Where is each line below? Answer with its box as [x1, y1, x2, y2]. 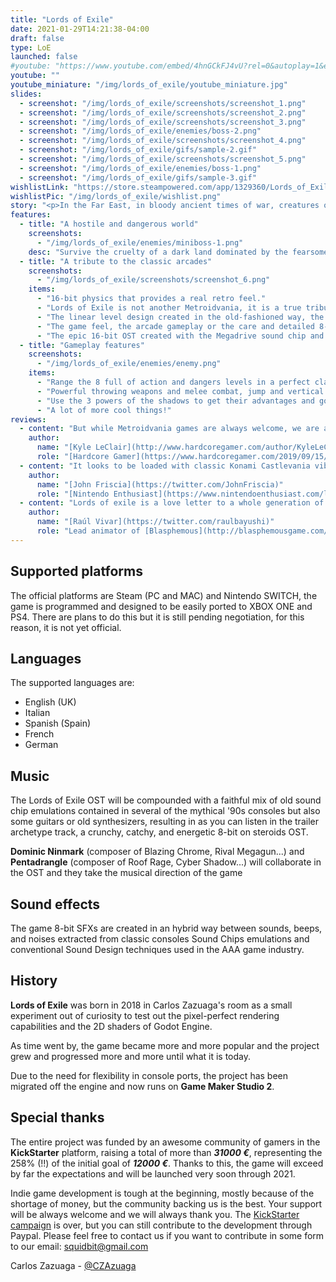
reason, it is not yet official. [10, 621, 122, 633]
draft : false [10, 33, 65, 43]
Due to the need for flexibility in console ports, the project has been [10, 1069, 289, 1081]
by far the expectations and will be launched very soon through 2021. [10, 1167, 296, 1180]
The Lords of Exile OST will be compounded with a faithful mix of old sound [10, 794, 322, 806]
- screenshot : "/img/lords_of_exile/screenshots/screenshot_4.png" [19, 136, 307, 146]
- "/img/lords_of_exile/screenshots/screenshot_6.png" [36, 275, 271, 285]
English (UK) [24, 696, 77, 708]
